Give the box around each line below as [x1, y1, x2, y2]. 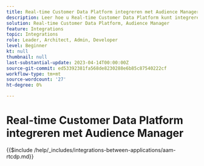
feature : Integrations [6, 25, 64, 32]
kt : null [6, 48, 29, 55]
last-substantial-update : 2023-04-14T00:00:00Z [6, 59, 129, 65]
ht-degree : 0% [6, 82, 42, 88]
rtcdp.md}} [6, 153, 34, 160]
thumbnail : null [6, 54, 47, 60]
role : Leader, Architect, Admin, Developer [6, 37, 118, 43]
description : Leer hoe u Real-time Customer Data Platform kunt [6, 15, 172, 21]
